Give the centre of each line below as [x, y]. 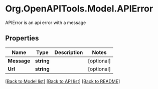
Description [69, 52]
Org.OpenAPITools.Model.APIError [79, 9]
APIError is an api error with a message [46, 22]
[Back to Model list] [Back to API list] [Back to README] [63, 81]
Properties [22, 38]
